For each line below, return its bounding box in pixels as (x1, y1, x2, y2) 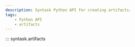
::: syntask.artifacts (5, 36, 46, 42)
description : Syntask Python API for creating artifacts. (5, 7, 131, 13)
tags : (5, 12, 17, 17)
